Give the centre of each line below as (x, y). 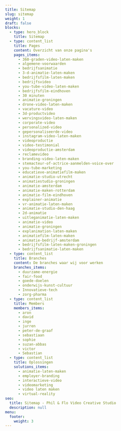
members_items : (29, 308)
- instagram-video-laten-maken (50, 136)
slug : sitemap (19, 14)
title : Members (29, 304)
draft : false (18, 23)
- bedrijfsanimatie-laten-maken (51, 249)
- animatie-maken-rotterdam (46, 190)
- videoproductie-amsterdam (46, 150)
